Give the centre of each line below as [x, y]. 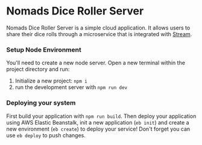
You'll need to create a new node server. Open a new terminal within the [96, 63]
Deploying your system [41, 103]
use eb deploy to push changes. [46, 135]
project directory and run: [38, 69]
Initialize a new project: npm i [51, 81]
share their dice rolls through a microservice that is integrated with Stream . [99, 34]
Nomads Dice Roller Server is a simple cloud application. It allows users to [98, 28]
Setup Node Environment [44, 49]
